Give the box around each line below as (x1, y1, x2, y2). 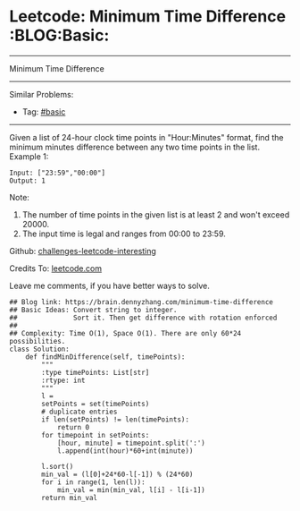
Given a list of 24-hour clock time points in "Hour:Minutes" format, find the (9, 132, 284, 142)
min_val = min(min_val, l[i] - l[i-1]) (56, 485, 205, 494)
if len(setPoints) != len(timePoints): (41, 414, 190, 424)
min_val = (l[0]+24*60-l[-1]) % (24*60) (41, 470, 194, 479)
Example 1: (9, 150, 49, 162)
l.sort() (41, 462, 74, 471)
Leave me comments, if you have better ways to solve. (9, 280, 210, 291)
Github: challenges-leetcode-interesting (9, 245, 156, 256)
